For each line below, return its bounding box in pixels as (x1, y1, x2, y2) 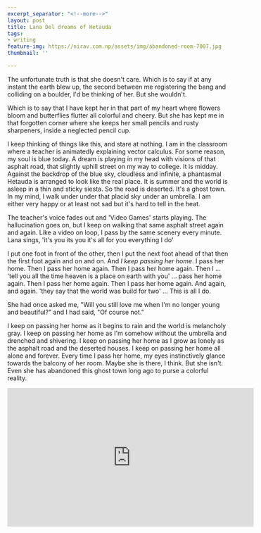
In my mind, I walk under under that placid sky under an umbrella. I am (7, 192, 211, 201)
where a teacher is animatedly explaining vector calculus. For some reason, (7, 147, 227, 156)
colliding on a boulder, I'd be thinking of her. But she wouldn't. (7, 89, 187, 99)
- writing (7, 37, 37, 44)
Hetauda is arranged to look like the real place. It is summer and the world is (7, 177, 228, 185)
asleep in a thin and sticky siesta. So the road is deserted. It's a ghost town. (7, 184, 227, 193)
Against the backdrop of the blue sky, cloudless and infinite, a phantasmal (7, 170, 222, 178)
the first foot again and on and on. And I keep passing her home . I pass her (7, 256, 224, 265)
